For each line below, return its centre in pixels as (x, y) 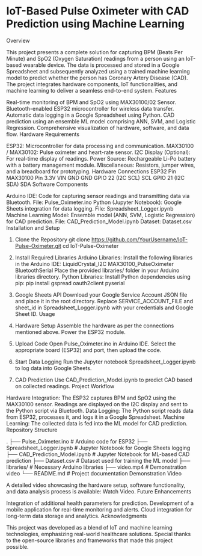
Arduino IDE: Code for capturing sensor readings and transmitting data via (98, 196)
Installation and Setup (33, 227)
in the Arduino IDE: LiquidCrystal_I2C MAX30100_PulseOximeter (94, 264)
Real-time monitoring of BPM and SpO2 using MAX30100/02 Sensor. (91, 102)
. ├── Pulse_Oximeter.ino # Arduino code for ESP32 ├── (77, 441)
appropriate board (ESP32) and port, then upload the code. (88, 350)
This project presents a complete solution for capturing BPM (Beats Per (95, 52)
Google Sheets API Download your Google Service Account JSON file (101, 295)
